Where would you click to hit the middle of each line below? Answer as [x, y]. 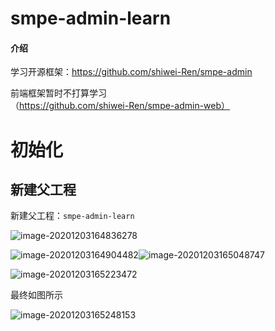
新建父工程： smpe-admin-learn [72, 216]
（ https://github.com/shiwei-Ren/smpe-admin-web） [120, 106]
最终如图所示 [36, 295]
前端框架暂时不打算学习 [58, 93]
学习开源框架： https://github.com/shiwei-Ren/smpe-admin [131, 72]
